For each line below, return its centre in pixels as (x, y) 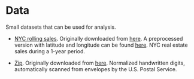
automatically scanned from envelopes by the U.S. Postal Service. (96, 69)
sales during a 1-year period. (49, 51)
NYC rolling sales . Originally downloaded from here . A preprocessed (98, 38)
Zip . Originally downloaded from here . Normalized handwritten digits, (99, 63)
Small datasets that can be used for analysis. (61, 27)
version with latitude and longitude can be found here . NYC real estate (101, 45)
